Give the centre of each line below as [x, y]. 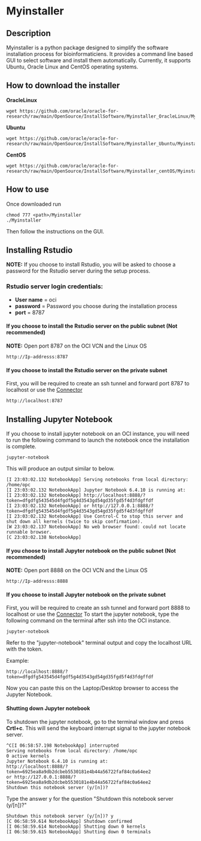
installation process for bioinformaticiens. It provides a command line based [100, 54]
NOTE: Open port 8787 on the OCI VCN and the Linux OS [77, 346]
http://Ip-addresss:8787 [37, 357]
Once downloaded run [34, 204]
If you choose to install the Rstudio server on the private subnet [87, 370]
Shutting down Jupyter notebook [48, 708]
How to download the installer [63, 86]
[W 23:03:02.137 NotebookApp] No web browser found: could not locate [96, 526]
